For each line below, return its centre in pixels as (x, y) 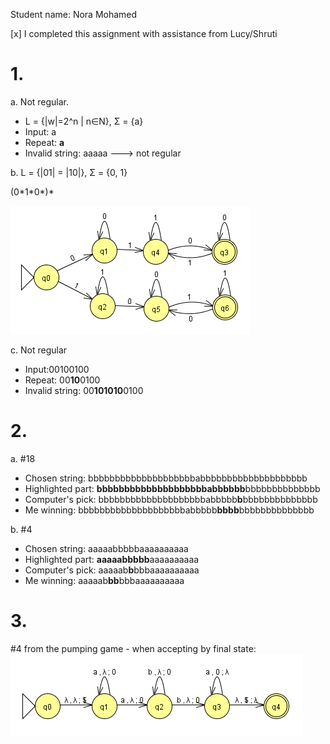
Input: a (40, 131)
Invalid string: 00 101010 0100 (84, 390)
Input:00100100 (57, 369)
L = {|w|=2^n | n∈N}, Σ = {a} (84, 121)
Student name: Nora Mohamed (74, 14)
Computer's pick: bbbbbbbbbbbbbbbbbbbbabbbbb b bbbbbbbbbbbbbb (171, 499)
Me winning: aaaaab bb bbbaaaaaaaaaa (104, 580)
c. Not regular (39, 350)
